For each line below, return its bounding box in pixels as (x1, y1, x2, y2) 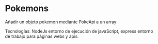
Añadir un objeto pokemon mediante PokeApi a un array (5, 19, 117, 25)
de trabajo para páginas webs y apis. (5, 33, 79, 39)
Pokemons (5, 3, 49, 14)
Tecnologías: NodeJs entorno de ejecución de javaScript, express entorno (5, 28, 154, 34)
